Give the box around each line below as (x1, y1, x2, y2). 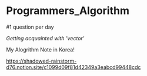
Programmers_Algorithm (6, 4, 129, 18)
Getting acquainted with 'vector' (6, 34, 85, 42)
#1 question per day (6, 23, 54, 30)
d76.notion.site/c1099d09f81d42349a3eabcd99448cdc (6, 63, 141, 71)
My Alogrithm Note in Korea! (6, 46, 75, 53)
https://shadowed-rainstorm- (6, 57, 77, 64)
